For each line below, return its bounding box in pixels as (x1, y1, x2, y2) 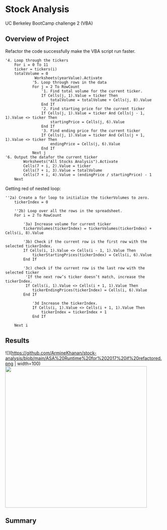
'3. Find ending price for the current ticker (41, 128, 141, 133)
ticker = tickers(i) (14, 66, 57, 71)
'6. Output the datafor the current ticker (5, 154, 98, 159)
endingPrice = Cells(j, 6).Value (50, 141, 121, 146)
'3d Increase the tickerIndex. (32, 301, 98, 306)
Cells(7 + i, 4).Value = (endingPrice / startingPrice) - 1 (23, 172, 152, 177)
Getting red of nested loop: (5, 185, 61, 192)
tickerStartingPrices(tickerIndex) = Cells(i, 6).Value (32, 252, 152, 257)
